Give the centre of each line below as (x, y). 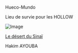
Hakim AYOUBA (22, 46)
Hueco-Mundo (20, 7)
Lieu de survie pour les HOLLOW (39, 17)
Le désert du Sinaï (24, 36)
